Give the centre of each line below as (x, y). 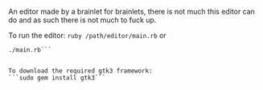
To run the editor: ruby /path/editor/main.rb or (87, 35)
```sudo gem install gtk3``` (57, 78)
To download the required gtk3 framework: (80, 71)
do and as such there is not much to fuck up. (82, 20)
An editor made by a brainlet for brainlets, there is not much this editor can (132, 12)
